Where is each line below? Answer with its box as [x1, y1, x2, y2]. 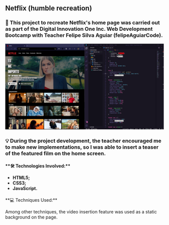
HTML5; [12, 174, 30, 181]
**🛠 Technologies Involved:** [5, 163, 70, 169]
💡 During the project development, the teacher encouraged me [5, 138, 162, 145]
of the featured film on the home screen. [5, 150, 106, 157]
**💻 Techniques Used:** [5, 197, 58, 203]
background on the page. [5, 214, 58, 220]
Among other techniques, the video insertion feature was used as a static [5, 208, 157, 214]
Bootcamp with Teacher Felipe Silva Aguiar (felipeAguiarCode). [5, 32, 163, 39]
